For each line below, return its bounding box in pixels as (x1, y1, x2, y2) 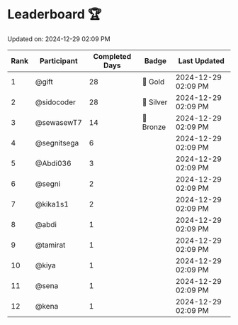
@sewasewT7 (35, 117, 83, 127)
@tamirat (35, 240, 66, 250)
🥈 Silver (142, 97, 168, 107)
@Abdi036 (35, 158, 72, 168)
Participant (39, 55, 78, 65)
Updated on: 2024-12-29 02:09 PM (7, 34, 111, 43)
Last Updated (178, 55, 225, 65)
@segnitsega (35, 138, 79, 148)
